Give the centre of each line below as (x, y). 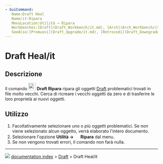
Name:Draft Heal (28, 14)
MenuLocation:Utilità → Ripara (43, 23)
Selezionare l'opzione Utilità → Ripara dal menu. (63, 137)
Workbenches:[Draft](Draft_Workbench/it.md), (58, 28)
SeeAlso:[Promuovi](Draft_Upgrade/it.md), (55, 32)
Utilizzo (17, 114)
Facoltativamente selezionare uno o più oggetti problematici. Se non (80, 126)
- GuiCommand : (19, 9)
